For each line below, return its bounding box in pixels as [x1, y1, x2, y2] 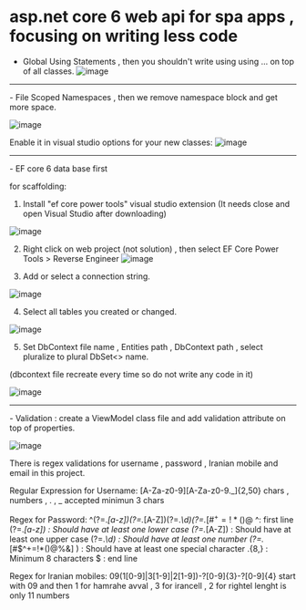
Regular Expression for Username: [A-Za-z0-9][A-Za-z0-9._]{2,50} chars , [9, 485, 290, 496]
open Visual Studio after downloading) [22, 208, 167, 219]
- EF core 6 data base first [9, 162, 107, 174]
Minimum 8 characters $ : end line [9, 553, 138, 563]
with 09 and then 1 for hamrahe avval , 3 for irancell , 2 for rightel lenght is [9, 580, 287, 591]
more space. [9, 101, 56, 112]
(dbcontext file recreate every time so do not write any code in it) [9, 368, 253, 379]
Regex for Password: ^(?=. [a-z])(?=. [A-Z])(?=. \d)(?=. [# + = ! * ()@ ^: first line [9, 512, 294, 525]
